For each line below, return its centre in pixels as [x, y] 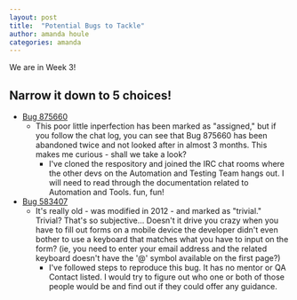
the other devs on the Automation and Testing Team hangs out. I [166, 173]
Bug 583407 [45, 201]
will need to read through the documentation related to [148, 183]
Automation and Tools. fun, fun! [106, 193]
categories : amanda [45, 42]
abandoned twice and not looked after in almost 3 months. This [151, 145]
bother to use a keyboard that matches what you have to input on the [162, 240]
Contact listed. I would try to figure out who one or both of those [167, 277]
